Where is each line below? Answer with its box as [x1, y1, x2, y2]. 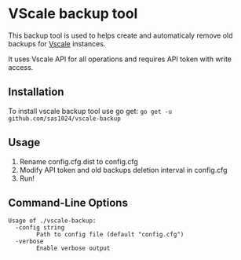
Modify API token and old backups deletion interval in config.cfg [19, 165, 228, 174]
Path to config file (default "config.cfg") [36, 231, 184, 239]
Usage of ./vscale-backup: [8, 217, 97, 225]
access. [8, 62, 34, 71]
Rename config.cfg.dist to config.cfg [19, 156, 139, 166]
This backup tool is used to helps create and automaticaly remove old [8, 31, 233, 40]
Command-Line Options [8, 196, 128, 209]
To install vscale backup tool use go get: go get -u [8, 106, 173, 115]
